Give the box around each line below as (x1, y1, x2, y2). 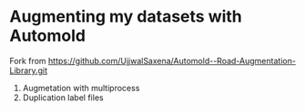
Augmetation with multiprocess (22, 82, 140, 93)
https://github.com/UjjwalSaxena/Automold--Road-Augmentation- (48, 55, 296, 66)
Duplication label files (22, 92, 104, 103)
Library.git (9, 65, 48, 76)
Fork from (9, 55, 47, 66)
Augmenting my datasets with (9, 6, 243, 27)
